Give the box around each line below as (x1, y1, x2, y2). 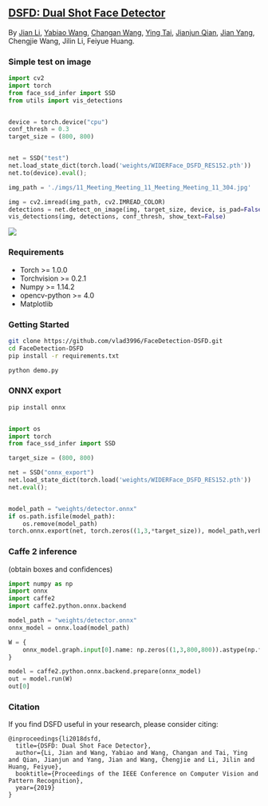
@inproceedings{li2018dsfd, (8, 735, 102, 743)
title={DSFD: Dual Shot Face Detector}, (15, 742, 152, 750)
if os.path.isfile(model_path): (8, 512, 116, 521)
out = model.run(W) (8, 675, 73, 683)
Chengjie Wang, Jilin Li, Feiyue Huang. (8, 36, 135, 46)
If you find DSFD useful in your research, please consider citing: (8, 720, 219, 729)
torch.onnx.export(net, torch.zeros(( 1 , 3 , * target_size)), (8, 527, 205, 535)
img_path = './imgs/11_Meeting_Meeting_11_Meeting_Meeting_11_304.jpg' (8, 183, 251, 191)
